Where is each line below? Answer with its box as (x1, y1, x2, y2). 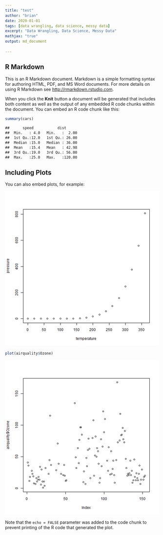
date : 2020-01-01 (5, 18, 41, 23)
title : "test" (5, 8, 34, 13)
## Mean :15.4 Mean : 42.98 (5, 145, 78, 150)
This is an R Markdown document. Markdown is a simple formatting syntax (5, 76, 155, 82)
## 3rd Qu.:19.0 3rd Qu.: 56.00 (5, 150, 78, 155)
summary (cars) (5, 116, 34, 121)
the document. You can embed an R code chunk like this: (5, 106, 120, 112)
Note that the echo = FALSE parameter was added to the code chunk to (5, 519, 147, 525)
